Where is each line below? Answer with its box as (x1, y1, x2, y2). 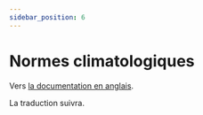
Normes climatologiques (9, 50, 195, 71)
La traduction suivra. (9, 97, 85, 108)
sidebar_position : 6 (9, 12, 86, 22)
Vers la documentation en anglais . (9, 80, 134, 91)
